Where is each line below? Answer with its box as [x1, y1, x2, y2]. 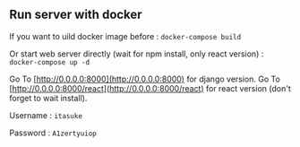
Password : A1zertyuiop [9, 127, 97, 138]
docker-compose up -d [9, 57, 90, 66]
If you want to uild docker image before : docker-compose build [9, 30, 242, 41]
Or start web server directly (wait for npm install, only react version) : [9, 48, 264, 59]
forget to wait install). [9, 92, 88, 103]
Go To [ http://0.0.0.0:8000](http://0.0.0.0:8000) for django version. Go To [9, 73, 280, 84]
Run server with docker [9, 7, 142, 22]
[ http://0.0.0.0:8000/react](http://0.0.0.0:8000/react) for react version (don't [9, 82, 291, 93]
